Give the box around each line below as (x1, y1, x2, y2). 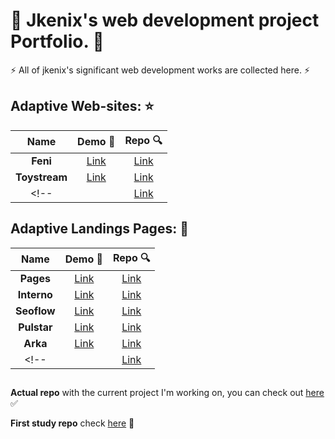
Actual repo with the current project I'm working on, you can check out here (10, 386, 325, 398)
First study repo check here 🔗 (10, 417, 135, 429)
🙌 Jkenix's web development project (10, 9, 320, 32)
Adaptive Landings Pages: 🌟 (10, 220, 189, 238)
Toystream (15, 170, 68, 184)
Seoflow (15, 304, 56, 318)
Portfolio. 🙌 (10, 30, 105, 53)
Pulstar (18, 320, 53, 334)
